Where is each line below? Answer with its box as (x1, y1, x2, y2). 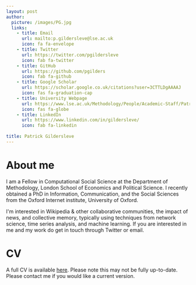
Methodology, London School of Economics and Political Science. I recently (6, 184, 188, 191)
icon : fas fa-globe (21, 106, 69, 112)
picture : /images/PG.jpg (11, 19, 72, 25)
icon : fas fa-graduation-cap (21, 90, 93, 96)
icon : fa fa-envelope (21, 41, 75, 47)
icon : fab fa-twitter (21, 57, 75, 63)
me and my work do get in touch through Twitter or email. (6, 226, 145, 234)
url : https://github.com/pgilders (21, 68, 106, 74)
